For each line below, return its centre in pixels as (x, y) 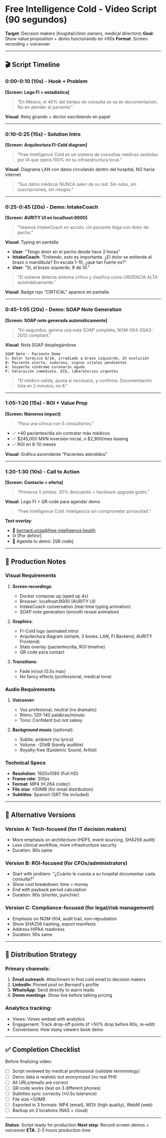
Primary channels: (28, 969)
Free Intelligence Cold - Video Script (81, 9)
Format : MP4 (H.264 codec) (41, 784)
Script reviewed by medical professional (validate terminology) (76, 1071)
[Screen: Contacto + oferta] (34, 483)
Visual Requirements (31, 576)
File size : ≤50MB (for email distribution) (53, 789)
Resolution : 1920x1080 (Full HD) (45, 773)
